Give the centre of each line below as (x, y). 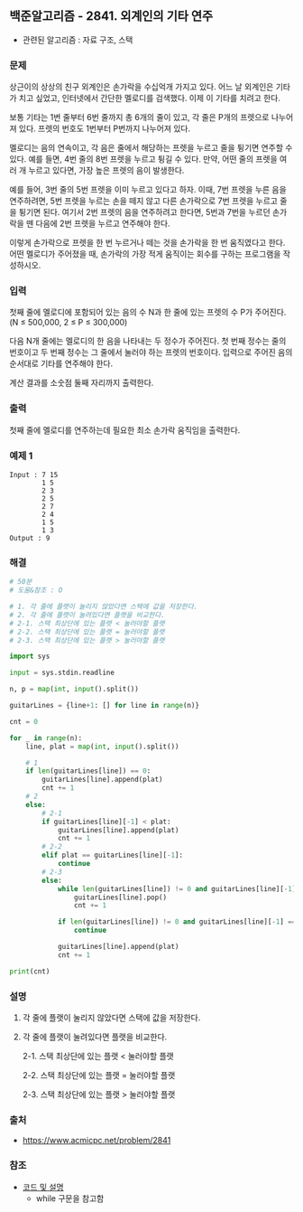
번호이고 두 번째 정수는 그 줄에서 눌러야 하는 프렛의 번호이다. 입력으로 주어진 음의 (151, 352)
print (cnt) (30, 971)
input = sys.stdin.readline (62, 673)
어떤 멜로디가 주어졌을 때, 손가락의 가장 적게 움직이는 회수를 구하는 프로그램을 (145, 254)
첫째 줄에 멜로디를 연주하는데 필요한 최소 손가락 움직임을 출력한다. (125, 430)
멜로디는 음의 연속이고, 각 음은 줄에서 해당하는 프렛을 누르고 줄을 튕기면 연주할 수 (151, 148)
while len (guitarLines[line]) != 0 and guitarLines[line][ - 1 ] (177, 888)
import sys (30, 657)
